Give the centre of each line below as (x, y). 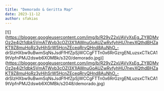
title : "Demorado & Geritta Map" (39, 9)
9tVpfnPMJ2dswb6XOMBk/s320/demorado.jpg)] (54, 58)
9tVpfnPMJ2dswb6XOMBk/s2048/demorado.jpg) (55, 84)
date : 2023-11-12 (23, 14)
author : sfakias (21, 18)
